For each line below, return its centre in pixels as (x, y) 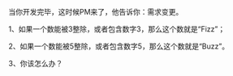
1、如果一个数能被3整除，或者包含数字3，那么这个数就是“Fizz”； (117, 29)
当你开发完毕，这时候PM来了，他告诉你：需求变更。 (96, 12)
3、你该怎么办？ (36, 63)
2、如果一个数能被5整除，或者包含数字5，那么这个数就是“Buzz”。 (119, 46)
